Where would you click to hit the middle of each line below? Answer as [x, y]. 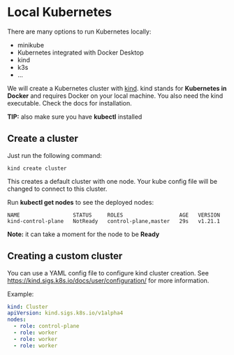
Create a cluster [43, 139]
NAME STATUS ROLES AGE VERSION [114, 215]
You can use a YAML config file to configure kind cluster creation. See [108, 273]
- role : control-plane [46, 326]
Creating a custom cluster [65, 256]
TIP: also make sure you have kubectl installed [75, 117]
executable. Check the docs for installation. [70, 103]
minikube [30, 45]
